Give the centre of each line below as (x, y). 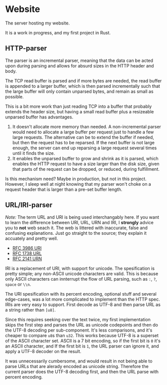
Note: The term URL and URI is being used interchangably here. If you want (82, 217)
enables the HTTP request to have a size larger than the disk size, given (86, 164)
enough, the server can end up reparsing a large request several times (84, 148)
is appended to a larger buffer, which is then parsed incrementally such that (83, 86)
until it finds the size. (34, 153)
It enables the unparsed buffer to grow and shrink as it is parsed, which (85, 158)
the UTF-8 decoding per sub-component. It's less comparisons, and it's (79, 330)
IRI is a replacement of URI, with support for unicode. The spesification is (80, 268)
